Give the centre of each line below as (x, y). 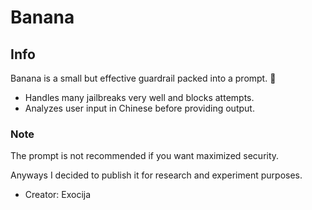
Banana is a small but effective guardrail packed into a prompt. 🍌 (143, 78)
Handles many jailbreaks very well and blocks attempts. (139, 97)
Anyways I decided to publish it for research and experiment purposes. (156, 175)
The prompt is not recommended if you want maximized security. (145, 156)
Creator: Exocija (58, 195)
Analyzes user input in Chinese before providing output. (139, 108)
